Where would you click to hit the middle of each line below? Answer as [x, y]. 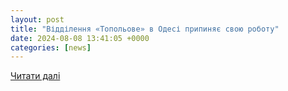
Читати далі [35, 76]
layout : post [37, 19]
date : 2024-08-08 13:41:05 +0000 [80, 38]
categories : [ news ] [51, 47]
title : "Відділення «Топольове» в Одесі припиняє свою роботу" [145, 29]
